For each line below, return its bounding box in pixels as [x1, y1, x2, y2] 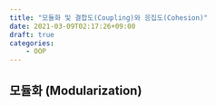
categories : [9, 38, 54, 48]
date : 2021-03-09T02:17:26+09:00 [9, 22, 136, 31]
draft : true [9, 30, 54, 39]
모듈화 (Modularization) [9, 82, 142, 98]
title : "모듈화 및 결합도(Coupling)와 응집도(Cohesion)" [9, 13, 209, 23]
